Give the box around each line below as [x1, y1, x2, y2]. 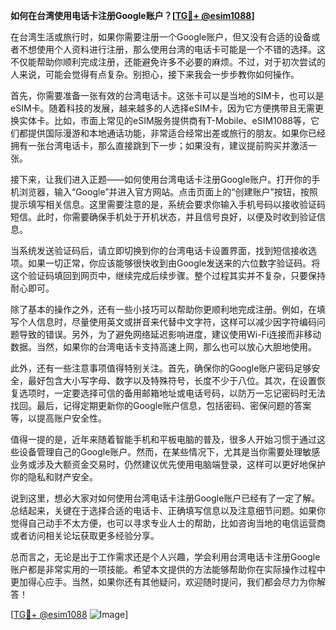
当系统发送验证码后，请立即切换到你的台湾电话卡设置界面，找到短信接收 [10, 245, 308, 256]
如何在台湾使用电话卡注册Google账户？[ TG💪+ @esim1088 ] [10, 10, 255, 21]
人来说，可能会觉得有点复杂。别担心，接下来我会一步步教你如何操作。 [10, 69, 300, 80]
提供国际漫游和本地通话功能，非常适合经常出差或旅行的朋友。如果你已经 [27, 127, 326, 139]
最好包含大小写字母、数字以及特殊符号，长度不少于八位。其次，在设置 [27, 375, 317, 386]
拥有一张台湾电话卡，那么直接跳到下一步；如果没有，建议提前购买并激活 [10, 140, 308, 151]
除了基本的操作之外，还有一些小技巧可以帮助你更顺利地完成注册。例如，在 [10, 304, 317, 315]
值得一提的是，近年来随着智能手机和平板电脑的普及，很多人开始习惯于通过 [10, 434, 317, 445]
